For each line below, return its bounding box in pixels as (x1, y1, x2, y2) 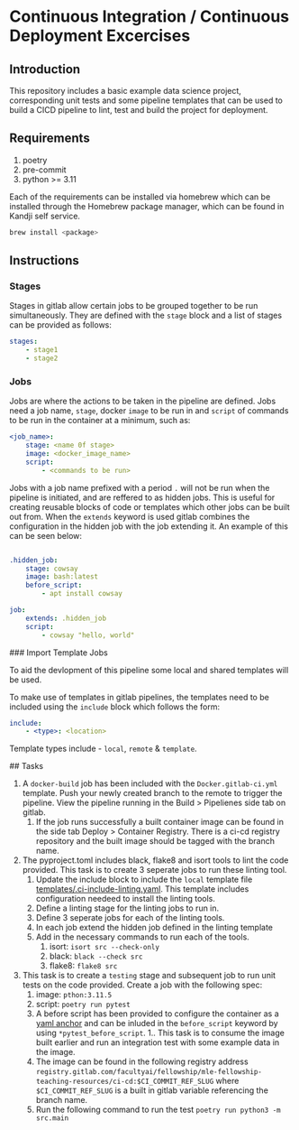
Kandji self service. (9, 210, 81, 221)
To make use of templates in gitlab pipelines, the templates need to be (9, 691, 270, 702)
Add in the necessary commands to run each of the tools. (35, 931, 249, 942)
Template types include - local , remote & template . (9, 743, 197, 755)
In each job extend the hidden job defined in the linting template (35, 922, 273, 933)
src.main (35, 1114, 69, 1123)
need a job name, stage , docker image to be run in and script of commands (9, 405, 289, 416)
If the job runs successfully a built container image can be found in (35, 817, 284, 828)
